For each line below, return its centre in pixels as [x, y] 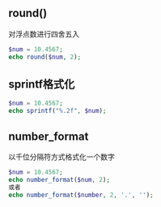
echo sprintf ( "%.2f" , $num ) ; [57, 111]
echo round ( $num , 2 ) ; [45, 57]
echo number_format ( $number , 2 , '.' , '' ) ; [81, 195]
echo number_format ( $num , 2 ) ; [59, 179]
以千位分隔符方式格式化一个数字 [61, 157]
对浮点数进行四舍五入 [44, 34]
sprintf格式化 [42, 84]
